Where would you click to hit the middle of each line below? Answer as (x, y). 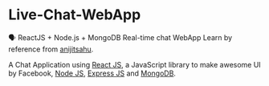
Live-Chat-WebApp (75, 15)
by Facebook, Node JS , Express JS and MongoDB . (92, 73)
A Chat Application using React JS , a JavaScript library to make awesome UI (134, 64)
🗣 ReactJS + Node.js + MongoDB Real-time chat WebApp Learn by (120, 37)
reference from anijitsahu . (51, 49)
